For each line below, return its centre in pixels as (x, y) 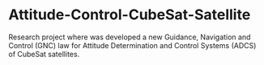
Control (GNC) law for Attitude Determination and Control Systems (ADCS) (132, 45)
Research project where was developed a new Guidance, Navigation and (130, 37)
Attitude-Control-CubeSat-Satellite (130, 15)
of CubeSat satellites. (44, 54)
